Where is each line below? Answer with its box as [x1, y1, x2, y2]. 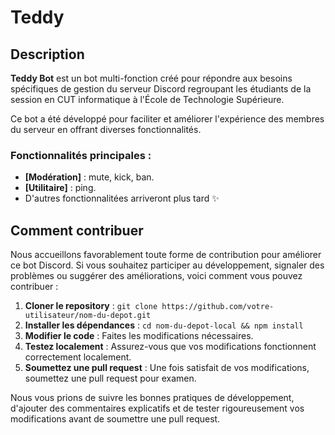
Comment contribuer [10, 222, 144, 239]
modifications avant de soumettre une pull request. [10, 413, 221, 425]
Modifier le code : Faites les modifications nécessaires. [24, 330, 254, 342]
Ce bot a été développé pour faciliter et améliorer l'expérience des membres [10, 113, 325, 125]
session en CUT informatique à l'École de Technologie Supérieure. [10, 94, 285, 105]
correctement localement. [24, 351, 132, 363]
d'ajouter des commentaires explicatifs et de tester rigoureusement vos [10, 402, 305, 415]
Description [10, 46, 85, 63]
